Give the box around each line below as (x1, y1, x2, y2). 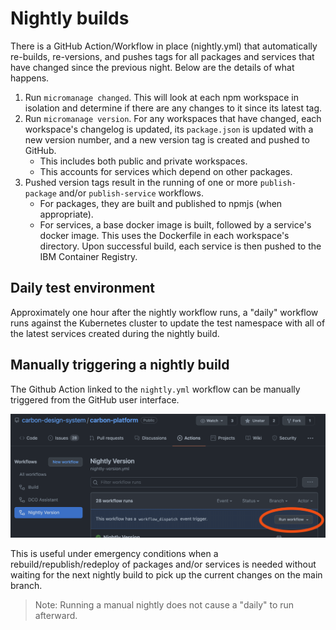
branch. (10, 579, 43, 591)
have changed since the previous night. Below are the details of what (10, 61, 295, 73)
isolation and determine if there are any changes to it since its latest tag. (24, 102, 323, 114)
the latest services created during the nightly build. (10, 327, 220, 339)
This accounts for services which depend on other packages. (39, 165, 293, 177)
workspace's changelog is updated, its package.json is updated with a (24, 123, 314, 135)
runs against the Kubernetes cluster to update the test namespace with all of (10, 317, 326, 329)
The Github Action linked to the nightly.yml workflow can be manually (10, 383, 301, 395)
